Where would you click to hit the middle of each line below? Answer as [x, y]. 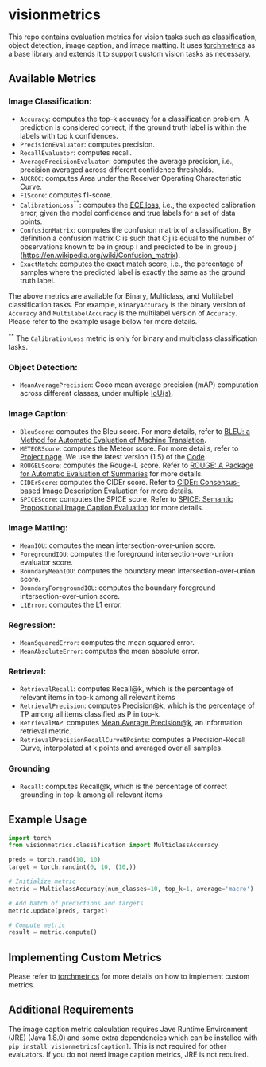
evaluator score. [46, 562]
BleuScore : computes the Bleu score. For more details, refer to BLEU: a [135, 431]
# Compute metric [37, 925]
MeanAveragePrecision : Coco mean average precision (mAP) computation [139, 385]
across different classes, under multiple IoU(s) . [96, 393]
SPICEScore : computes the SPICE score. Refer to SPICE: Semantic [126, 498]
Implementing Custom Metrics [85, 957]
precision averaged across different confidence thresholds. [117, 170]
